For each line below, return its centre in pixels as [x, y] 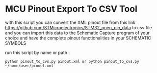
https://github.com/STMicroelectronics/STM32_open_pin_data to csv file [78, 27]
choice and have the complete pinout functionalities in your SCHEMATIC [78, 38]
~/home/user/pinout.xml [29, 66]
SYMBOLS [15, 43]
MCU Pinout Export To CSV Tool [71, 9]
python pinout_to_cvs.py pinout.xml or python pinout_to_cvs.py [72, 61]
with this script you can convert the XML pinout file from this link [70, 22]
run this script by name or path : [38, 53]
